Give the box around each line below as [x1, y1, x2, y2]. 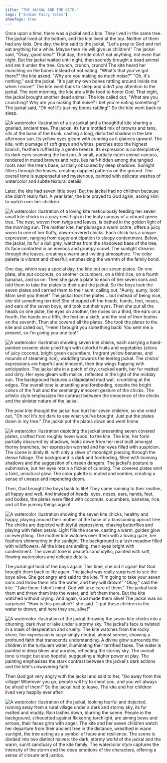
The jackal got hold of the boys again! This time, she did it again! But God [5, 564, 156, 570]
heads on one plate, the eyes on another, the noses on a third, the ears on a [5, 308, 161, 314]
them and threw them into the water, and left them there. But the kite [5, 590, 146, 596]
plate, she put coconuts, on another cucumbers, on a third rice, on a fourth [5, 271, 159, 277]
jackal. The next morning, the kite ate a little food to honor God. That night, [5, 89, 159, 95]
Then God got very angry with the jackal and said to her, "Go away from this [5, 673, 162, 679]
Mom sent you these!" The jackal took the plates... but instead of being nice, [5, 292, 162, 298]
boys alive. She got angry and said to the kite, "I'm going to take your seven [5, 574, 161, 580]
